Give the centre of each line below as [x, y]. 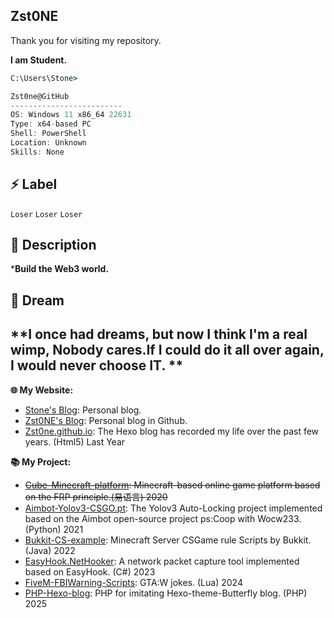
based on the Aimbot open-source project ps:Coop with [140, 518]
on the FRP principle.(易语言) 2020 [96, 496]
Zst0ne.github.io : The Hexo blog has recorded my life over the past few [172, 431]
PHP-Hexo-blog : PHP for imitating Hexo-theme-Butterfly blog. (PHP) [166, 593]
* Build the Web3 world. [60, 269]
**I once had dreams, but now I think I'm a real [159, 334]
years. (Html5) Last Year [75, 441]
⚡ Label [34, 184]
